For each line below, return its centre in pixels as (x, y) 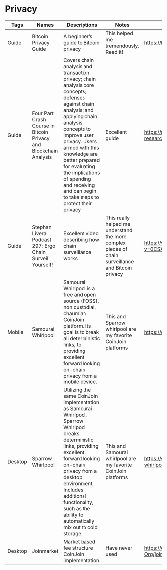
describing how (81, 239)
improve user (79, 135)
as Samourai (78, 408)
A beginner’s (78, 36)
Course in (43, 126)
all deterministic (82, 338)
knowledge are (81, 154)
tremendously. (122, 46)
